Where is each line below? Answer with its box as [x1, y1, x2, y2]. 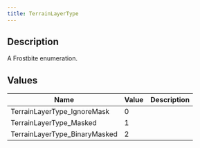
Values [7, 74, 38, 86]
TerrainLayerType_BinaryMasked [10, 129, 118, 139]
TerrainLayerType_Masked [10, 118, 97, 128]
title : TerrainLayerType [7, 10, 79, 17]
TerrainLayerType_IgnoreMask [10, 107, 110, 117]
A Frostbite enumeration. [7, 54, 78, 63]
